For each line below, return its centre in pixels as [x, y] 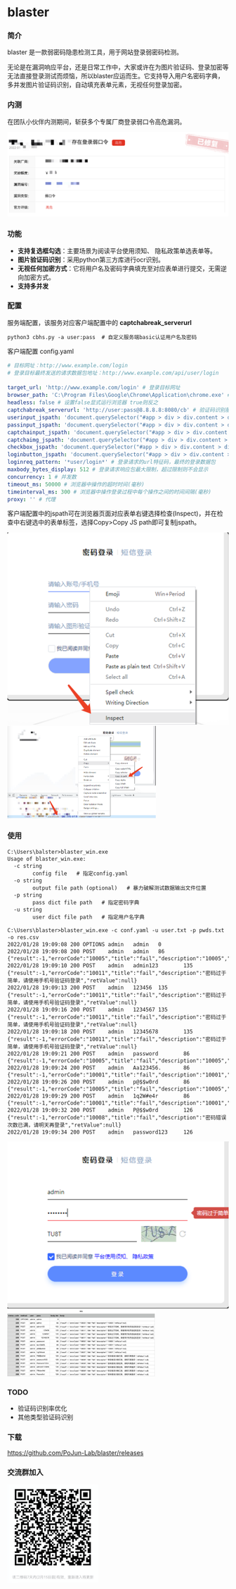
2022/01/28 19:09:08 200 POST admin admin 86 [86, 951]
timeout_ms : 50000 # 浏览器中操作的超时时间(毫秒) [76, 484]
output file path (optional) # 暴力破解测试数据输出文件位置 [119, 888]
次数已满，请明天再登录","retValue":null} [64, 1125]
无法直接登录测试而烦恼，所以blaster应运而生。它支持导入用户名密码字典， [116, 76]
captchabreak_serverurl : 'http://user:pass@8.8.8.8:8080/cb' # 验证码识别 [117, 410]
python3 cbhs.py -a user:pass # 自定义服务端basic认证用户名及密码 [102, 337]
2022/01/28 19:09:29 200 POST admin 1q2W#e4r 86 [99, 1096]
